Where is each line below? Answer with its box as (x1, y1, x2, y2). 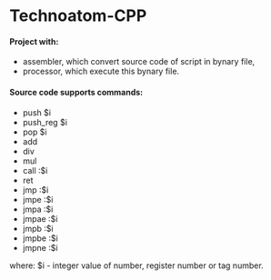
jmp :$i (22, 184, 49, 195)
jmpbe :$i (22, 233, 59, 244)
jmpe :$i (22, 194, 54, 205)
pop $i (22, 126, 47, 137)
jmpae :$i (22, 213, 58, 224)
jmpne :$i (22, 242, 58, 253)
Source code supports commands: (9, 86, 144, 97)
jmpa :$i (22, 204, 54, 215)
